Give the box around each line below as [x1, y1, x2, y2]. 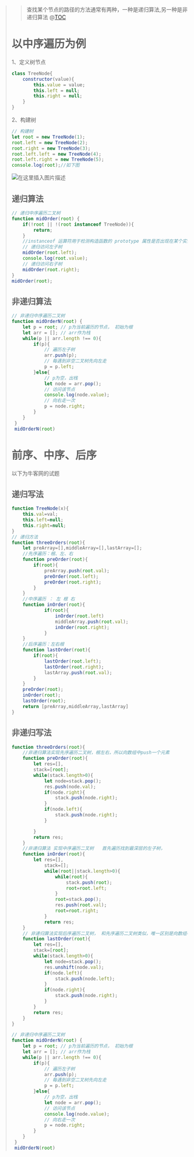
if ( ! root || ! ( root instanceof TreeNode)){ [22, 221, 135, 228]
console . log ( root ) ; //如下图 [11, 162, 80, 169]
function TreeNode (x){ [11, 506, 69, 512]
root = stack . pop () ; [55, 897, 102, 903]
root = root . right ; [55, 908, 99, 914]
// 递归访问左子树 [22, 244, 63, 250]
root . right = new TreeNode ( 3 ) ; [11, 145, 91, 151]
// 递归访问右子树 [22, 261, 63, 267]
